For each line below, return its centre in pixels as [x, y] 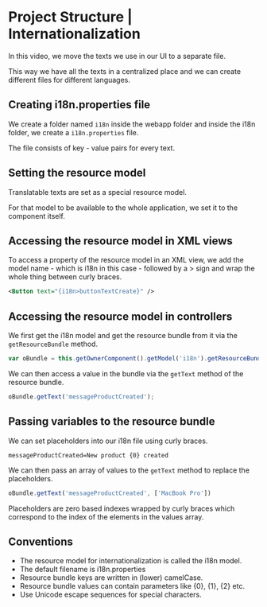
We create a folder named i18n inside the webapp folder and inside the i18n [132, 124]
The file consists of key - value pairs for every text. [92, 148]
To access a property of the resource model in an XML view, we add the [126, 260]
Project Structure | [70, 17]
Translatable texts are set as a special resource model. [97, 192]
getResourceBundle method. [53, 344]
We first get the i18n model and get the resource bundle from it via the [123, 336]
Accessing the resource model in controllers [120, 316]
